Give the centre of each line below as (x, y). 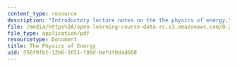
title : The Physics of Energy (52, 46)
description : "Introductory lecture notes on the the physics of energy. (118, 20)
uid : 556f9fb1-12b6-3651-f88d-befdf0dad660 (72, 53)
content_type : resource (42, 14)
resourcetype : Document (42, 40)
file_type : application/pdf (49, 33)
